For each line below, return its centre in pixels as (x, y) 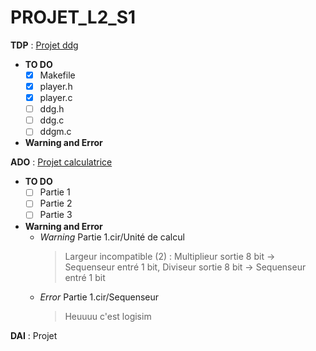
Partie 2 (56, 203)
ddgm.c (55, 132)
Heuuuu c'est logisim (108, 316)
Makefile (57, 75)
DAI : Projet (34, 335)
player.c (56, 98)
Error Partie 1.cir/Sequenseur (99, 297)
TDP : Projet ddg (44, 45)
